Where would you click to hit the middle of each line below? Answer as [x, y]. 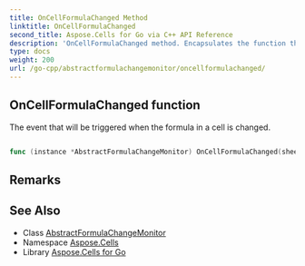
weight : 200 [32, 60]
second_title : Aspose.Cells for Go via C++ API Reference [121, 34]
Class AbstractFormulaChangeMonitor [94, 232]
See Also [35, 211]
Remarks [35, 179]
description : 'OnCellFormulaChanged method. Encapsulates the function [148, 43]
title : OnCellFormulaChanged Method [79, 18]
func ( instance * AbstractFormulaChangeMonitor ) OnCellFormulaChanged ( [146, 152]
